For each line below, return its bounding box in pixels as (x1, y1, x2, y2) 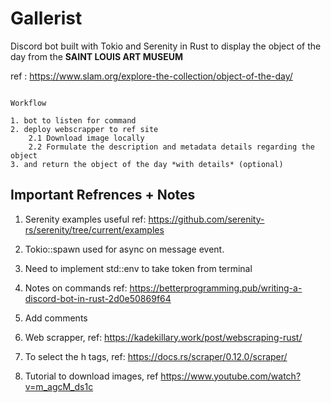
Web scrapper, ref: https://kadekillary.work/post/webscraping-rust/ (24, 331, 303, 343)
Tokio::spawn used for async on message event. (24, 243, 225, 255)
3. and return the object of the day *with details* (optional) (10, 159, 284, 169)
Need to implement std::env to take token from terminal (24, 262, 253, 274)
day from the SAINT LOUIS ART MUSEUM (10, 50, 184, 62)
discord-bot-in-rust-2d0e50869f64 (24, 292, 172, 304)
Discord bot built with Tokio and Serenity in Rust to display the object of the (10, 40, 322, 52)
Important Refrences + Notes (10, 187, 196, 204)
